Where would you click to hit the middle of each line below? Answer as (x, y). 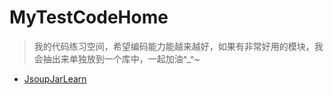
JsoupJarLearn (55, 78)
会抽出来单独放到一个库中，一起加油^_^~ (117, 58)
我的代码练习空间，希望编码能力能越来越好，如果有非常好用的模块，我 (178, 46)
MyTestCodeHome (89, 17)
